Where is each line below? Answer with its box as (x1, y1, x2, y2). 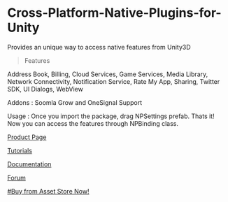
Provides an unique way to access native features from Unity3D (7, 43, 191, 51)
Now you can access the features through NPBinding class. (7, 119, 179, 127)
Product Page (7, 133, 47, 141)
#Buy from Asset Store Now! (7, 187, 90, 195)
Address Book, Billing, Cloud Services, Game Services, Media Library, (7, 70, 208, 78)
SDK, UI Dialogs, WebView (7, 85, 84, 93)
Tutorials (7, 146, 33, 154)
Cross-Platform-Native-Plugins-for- (7, 5, 222, 21)
